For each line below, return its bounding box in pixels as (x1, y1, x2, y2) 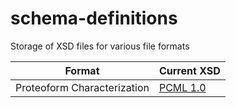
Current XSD (158, 63, 221, 77)
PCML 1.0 (158, 80, 207, 94)
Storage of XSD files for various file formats (10, 40, 190, 52)
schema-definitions (10, 7, 178, 30)
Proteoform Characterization (15, 80, 150, 94)
